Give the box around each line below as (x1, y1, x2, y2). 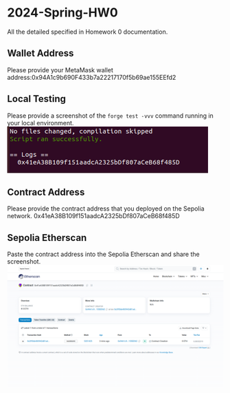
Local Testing (7, 93, 67, 105)
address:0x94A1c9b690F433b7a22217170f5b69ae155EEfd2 (7, 73, 176, 81)
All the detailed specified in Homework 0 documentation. (7, 28, 168, 36)
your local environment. (7, 118, 74, 127)
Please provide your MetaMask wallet (7, 65, 113, 74)
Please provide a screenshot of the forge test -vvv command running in (7, 111, 214, 120)
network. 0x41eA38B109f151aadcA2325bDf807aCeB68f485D (7, 212, 180, 220)
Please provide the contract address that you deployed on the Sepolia (7, 204, 205, 213)
